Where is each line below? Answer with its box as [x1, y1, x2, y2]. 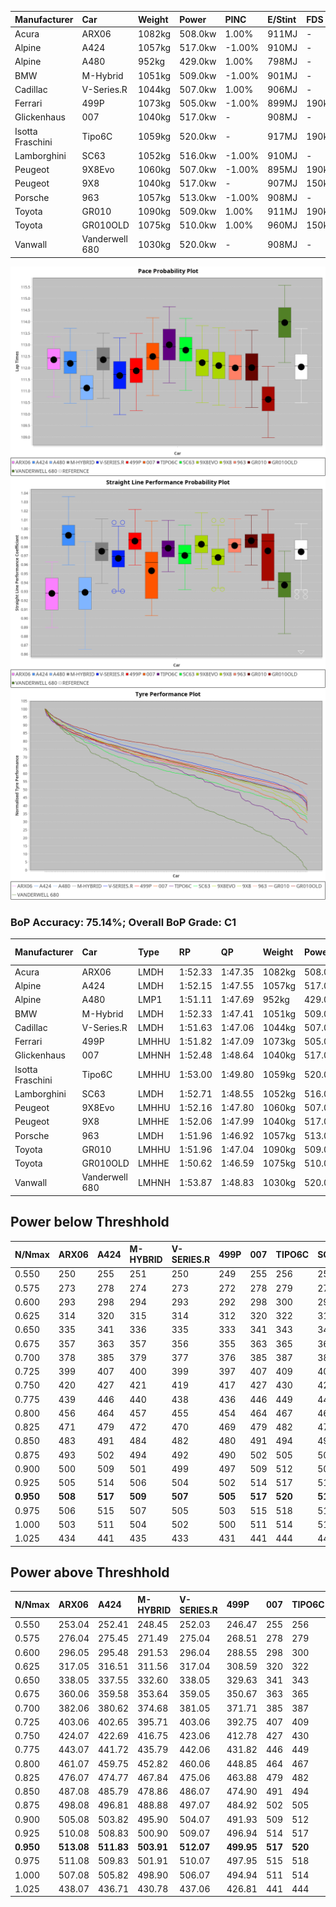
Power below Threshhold [10, 1214, 170, 1231]
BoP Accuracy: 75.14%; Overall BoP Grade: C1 [10, 915, 237, 929]
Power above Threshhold [10, 1564, 170, 1581]
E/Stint [267, 13, 297, 25]
